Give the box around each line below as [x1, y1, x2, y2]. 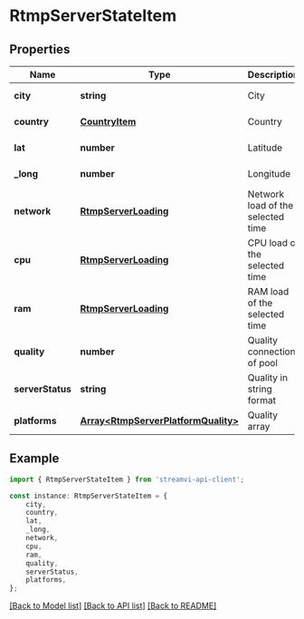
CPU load [247, 237, 288, 249]
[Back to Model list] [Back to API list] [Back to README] [9, 600, 217, 612]
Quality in [247, 372, 288, 383]
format [247, 394, 276, 406]
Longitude [247, 168, 291, 179]
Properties [9, 42, 71, 57]
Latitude [247, 141, 283, 154]
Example [9, 450, 60, 467]
